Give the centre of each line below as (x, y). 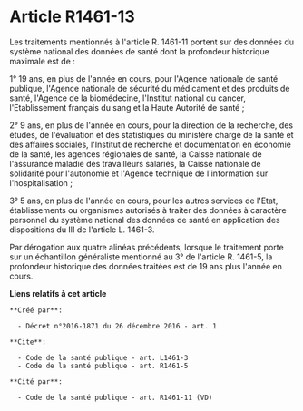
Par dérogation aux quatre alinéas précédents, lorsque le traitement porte (147, 247)
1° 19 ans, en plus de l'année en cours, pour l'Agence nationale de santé (144, 78)
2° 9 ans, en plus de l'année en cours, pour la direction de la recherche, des (151, 125)
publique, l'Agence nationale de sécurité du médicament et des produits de (150, 88)
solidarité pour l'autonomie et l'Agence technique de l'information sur (139, 173)
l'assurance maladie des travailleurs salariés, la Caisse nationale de (135, 163)
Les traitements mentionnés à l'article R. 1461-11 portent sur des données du (152, 42)
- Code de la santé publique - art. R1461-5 (103, 366)
